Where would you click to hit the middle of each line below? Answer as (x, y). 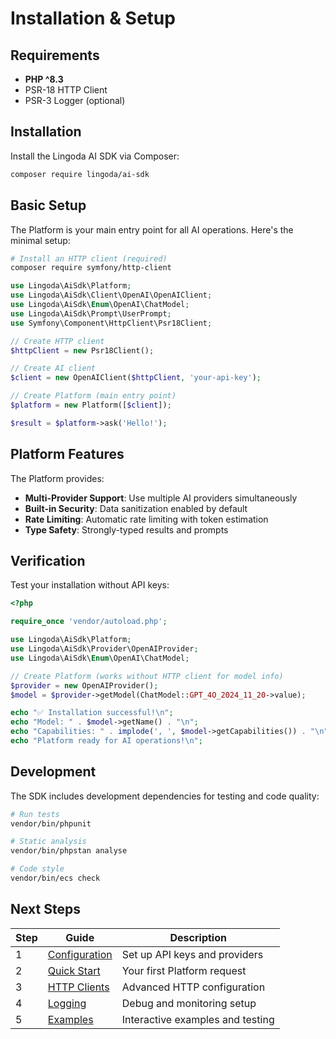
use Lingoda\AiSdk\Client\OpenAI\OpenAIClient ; (111, 295)
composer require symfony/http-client (91, 268)
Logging (67, 1003)
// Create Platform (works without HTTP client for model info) (147, 676)
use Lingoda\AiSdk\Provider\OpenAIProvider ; (104, 649)
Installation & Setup (93, 18)
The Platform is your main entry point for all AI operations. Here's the (152, 229)
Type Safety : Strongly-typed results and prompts (126, 529)
